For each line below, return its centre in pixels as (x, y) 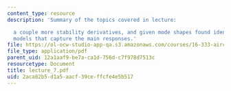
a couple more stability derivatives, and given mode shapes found (112, 32)
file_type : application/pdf (47, 51)
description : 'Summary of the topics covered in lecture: (92, 20)
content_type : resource (41, 13)
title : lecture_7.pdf (38, 70)
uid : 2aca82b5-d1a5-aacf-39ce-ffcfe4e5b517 (70, 77)
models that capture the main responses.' (75, 38)
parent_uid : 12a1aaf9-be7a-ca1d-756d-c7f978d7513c (81, 58)
